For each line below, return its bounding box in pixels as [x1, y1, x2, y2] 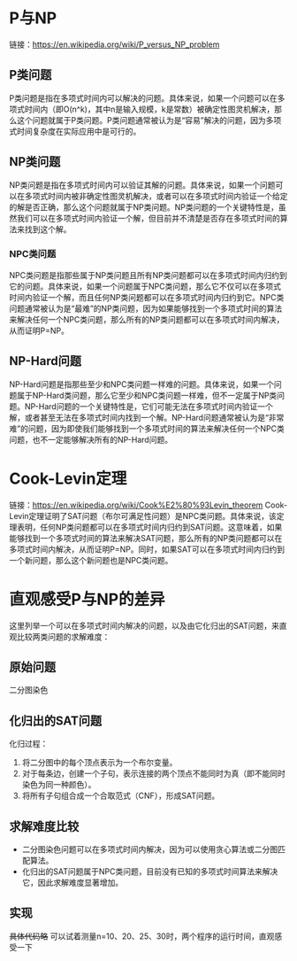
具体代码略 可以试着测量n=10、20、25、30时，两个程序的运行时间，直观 [9, 931, 275, 942]
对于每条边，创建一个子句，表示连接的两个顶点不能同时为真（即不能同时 [21, 768, 286, 779]
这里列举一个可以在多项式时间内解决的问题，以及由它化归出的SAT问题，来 [9, 620, 280, 631]
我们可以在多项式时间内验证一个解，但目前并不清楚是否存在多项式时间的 [16, 213, 280, 223]
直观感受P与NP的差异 [9, 589, 165, 609]
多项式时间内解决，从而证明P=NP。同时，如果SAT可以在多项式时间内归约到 [9, 544, 286, 554]
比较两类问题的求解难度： [16, 631, 110, 642]
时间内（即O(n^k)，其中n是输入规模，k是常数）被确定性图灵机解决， [24, 104, 275, 114]
